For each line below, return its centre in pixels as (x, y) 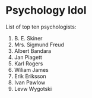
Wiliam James (31, 69)
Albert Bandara (33, 50)
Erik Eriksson (30, 76)
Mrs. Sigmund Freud (39, 45)
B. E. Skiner (28, 38)
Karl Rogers (28, 64)
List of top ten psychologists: (41, 27)
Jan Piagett (28, 57)
